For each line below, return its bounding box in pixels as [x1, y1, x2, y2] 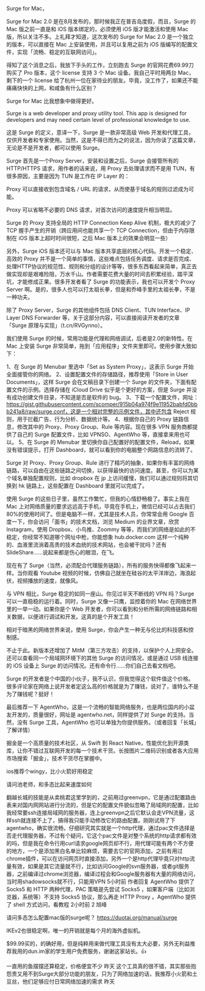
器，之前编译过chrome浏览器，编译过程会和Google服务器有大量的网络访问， [6, 870, 199, 877]
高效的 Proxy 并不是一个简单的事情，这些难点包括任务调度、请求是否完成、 [6, 255, 195, 262]
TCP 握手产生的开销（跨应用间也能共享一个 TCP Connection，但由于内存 [6, 227, 190, 234]
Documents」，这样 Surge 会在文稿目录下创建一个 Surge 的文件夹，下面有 [6, 379, 192, 385]
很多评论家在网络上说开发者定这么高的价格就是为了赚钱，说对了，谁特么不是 [6, 683, 199, 690]
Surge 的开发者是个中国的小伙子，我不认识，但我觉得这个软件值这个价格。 [6, 675, 194, 682]
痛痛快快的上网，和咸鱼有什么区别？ [6, 85, 98, 91]
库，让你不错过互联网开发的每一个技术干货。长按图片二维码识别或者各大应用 [6, 747, 199, 754]
